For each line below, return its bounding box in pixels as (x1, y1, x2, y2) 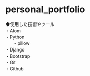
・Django (5, 46, 25, 53)
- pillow (14, 40, 30, 46)
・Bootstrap (5, 53, 31, 59)
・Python (5, 34, 25, 40)
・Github (5, 65, 24, 72)
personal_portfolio (5, 4, 85, 15)
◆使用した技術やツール (5, 21, 55, 27)
